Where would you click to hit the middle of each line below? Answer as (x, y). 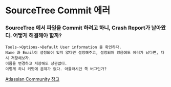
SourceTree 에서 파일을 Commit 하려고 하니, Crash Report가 (78, 28)
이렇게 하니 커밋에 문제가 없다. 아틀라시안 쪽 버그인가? (56, 69)
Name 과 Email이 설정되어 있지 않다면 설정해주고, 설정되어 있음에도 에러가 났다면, (82, 53)
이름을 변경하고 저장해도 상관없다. (36, 64)
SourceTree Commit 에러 (58, 10)
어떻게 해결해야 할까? (37, 35)
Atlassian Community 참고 (33, 79)
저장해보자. (21, 58)
